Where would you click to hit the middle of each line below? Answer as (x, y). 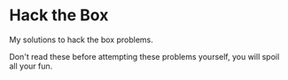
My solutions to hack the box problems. (81, 40)
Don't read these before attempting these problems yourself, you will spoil (144, 56)
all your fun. (31, 66)
